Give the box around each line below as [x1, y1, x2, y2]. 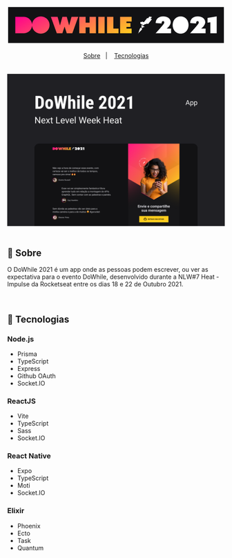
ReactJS [7, 396, 36, 406]
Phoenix [17, 521, 41, 530]
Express [17, 364, 41, 372]
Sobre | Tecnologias [83, 52, 149, 59]
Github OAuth [17, 372, 57, 380]
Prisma [17, 350, 38, 358]
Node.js [7, 334, 35, 343]
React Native [7, 451, 52, 461]
